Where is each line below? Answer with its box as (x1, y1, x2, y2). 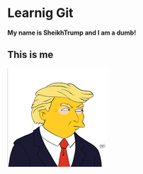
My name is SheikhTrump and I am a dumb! (7, 28, 137, 37)
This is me (7, 49, 54, 61)
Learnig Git (7, 5, 74, 21)
